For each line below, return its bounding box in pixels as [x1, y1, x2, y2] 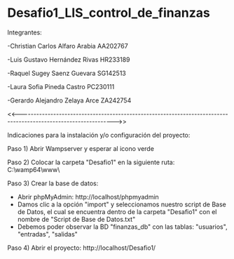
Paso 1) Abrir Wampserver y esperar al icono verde [7, 144, 154, 152]
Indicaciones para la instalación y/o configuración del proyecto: [7, 131, 191, 139]
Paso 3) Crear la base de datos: [7, 179, 99, 187]
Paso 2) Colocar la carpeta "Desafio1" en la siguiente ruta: [7, 158, 175, 166]
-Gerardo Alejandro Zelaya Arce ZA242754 [7, 96, 132, 105]
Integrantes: [7, 28, 42, 36]
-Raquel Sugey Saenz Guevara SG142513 [7, 69, 126, 77]
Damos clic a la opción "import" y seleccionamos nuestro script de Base [17, 200, 226, 208]
